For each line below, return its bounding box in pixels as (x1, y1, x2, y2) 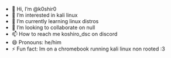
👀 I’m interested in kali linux (11, 12, 78, 19)
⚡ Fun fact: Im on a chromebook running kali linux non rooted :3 (11, 45, 165, 52)
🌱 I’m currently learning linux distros (11, 18, 99, 24)
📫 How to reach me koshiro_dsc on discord (11, 31, 118, 37)
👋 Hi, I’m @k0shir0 (11, 6, 57, 12)
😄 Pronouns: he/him (11, 39, 61, 46)
